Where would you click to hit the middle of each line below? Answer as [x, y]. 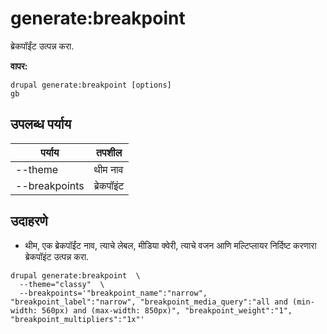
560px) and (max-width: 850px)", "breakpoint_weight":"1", [167, 310]
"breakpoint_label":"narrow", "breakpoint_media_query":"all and [149, 302]
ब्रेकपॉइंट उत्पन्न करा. [57, 256]
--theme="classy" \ [62, 284]
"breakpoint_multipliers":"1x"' [77, 319]
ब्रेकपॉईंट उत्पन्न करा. [42, 46]
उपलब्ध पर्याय [41, 124]
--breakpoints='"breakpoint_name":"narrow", [113, 293]
